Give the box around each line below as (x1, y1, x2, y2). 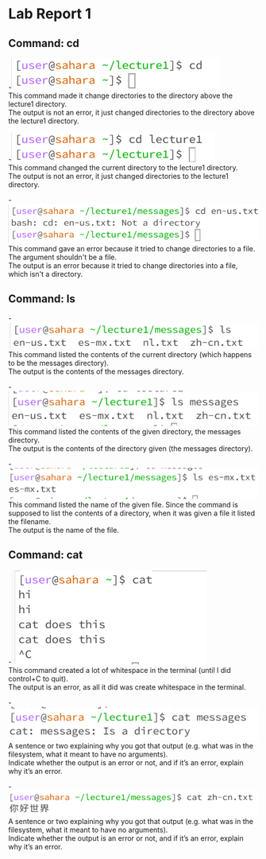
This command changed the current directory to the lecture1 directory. (8, 163, 238, 172)
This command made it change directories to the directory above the (8, 91, 233, 100)
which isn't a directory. (8, 269, 83, 278)
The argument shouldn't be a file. (8, 252, 118, 262)
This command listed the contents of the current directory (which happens (8, 350, 253, 360)
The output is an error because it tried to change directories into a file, (8, 260, 238, 270)
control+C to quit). (8, 674, 69, 683)
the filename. (8, 516, 52, 526)
